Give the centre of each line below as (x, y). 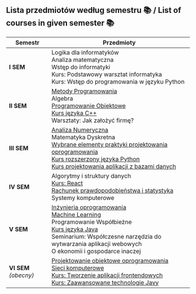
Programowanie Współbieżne (92, 222)
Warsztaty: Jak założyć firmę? (93, 120)
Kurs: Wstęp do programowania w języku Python (118, 81)
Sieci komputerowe (78, 268)
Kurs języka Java (75, 229)
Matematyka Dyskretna (83, 137)
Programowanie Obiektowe (89, 106)
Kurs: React (67, 183)
